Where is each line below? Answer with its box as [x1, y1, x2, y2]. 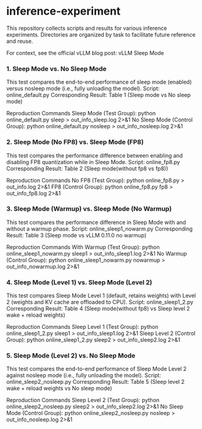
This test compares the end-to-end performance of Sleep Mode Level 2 [6, 365, 187, 373]
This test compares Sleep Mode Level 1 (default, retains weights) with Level [6, 292, 197, 300]
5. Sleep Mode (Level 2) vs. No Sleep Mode [6, 351, 135, 360]
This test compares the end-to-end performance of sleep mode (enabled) [6, 78, 192, 86]
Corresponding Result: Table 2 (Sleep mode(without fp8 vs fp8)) [6, 165, 168, 172]
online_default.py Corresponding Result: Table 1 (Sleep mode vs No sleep [6, 92, 191, 99]
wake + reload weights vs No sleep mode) [6, 384, 112, 392]
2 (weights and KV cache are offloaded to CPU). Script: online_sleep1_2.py [6, 298, 193, 306]
